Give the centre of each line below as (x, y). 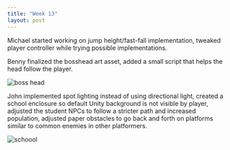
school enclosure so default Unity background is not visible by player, (108, 103)
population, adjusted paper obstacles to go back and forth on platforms (110, 118)
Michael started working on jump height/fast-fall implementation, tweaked (114, 40)
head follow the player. (40, 69)
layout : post (26, 20)
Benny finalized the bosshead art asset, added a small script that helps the (115, 61)
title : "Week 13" (33, 14)
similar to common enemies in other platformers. (77, 125)
